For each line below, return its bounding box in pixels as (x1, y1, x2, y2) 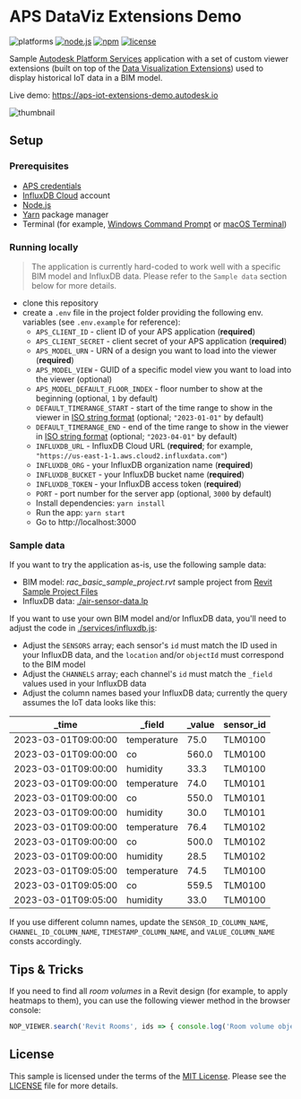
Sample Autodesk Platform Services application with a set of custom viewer (9, 53, 289, 64)
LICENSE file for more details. (9, 1080, 118, 1091)
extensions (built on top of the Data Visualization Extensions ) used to (9, 63, 264, 74)
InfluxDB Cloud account (21, 190, 110, 201)
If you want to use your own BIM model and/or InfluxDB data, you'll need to (9, 613, 287, 624)
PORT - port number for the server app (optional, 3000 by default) (35, 488, 272, 498)
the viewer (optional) (35, 374, 113, 385)
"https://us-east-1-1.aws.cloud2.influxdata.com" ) (35, 450, 228, 461)
